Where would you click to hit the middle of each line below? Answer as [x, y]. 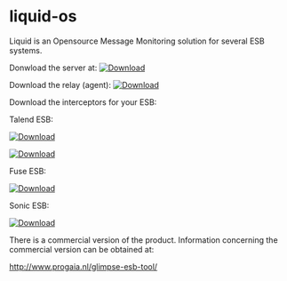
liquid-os [43, 16]
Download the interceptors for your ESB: [83, 102]
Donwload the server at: [53, 68]
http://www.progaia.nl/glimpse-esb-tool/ [84, 266]
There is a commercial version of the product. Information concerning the [143, 240]
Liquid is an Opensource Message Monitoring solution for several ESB [137, 41]
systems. [26, 50]
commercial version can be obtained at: [82, 249]
